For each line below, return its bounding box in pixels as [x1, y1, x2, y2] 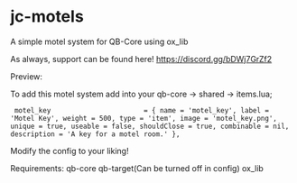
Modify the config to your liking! [10, 145, 129, 156]
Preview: [10, 70, 43, 82]
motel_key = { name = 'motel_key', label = [14, 105, 270, 114]
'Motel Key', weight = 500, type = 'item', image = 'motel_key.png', [10, 114, 278, 123]
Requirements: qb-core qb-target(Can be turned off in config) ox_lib [10, 162, 265, 173]
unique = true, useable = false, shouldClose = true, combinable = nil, [10, 122, 290, 131]
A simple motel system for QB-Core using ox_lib [10, 36, 189, 47]
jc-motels [10, 6, 84, 27]
